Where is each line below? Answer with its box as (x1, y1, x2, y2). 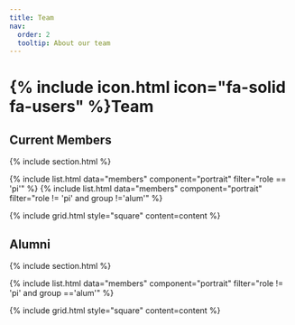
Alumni (9, 237, 51, 252)
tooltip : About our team (17, 38, 111, 48)
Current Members (9, 132, 112, 147)
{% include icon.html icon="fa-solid (9, 78, 286, 97)
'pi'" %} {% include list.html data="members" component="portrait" (9, 183, 263, 194)
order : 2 (17, 30, 51, 39)
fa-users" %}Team (9, 97, 154, 117)
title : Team (9, 13, 54, 23)
